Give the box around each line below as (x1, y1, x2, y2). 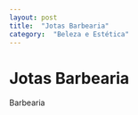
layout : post (9, 12, 58, 22)
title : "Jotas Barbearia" (9, 21, 110, 30)
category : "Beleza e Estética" (9, 29, 129, 38)
